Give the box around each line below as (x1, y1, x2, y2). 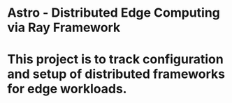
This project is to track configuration (7, 51, 224, 68)
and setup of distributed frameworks (7, 66, 226, 82)
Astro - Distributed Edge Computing (7, 5, 220, 21)
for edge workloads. (7, 81, 127, 97)
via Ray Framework (7, 19, 121, 35)
